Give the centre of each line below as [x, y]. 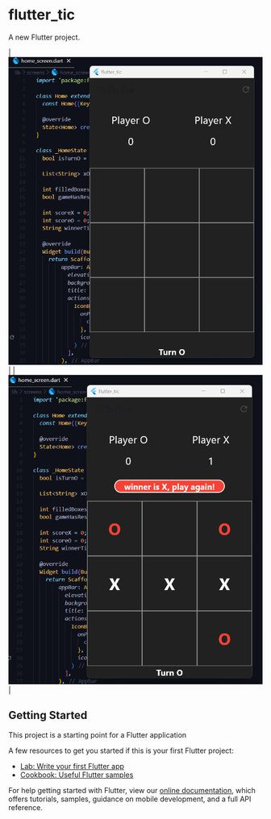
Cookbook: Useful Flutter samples [77, 775]
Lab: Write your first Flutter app [72, 766]
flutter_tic [42, 15]
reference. [25, 807]
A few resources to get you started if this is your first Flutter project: [121, 750]
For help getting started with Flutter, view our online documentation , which [132, 790]
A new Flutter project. [44, 37]
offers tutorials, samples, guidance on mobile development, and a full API [130, 799]
